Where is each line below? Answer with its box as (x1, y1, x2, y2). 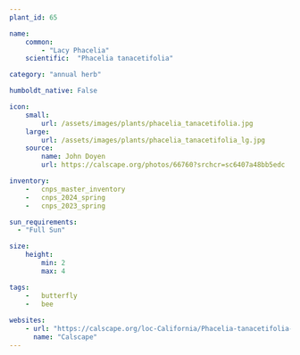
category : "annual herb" (9, 70, 102, 79)
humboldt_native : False (9, 87, 98, 95)
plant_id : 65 (9, 12, 58, 22)
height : (25, 251, 54, 260)
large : (25, 127, 50, 136)
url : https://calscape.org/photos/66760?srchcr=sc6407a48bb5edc (41, 161, 286, 169)
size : (9, 242, 29, 251)
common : (25, 37, 54, 46)
